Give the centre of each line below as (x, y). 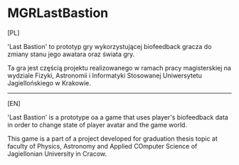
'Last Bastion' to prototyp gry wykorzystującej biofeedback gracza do (110, 46)
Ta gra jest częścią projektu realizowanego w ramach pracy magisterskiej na (119, 68)
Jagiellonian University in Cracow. (57, 154)
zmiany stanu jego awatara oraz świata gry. (71, 54)
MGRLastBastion (58, 13)
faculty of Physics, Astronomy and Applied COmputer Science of (102, 146)
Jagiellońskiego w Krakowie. (49, 82)
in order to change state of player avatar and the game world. (97, 124)
